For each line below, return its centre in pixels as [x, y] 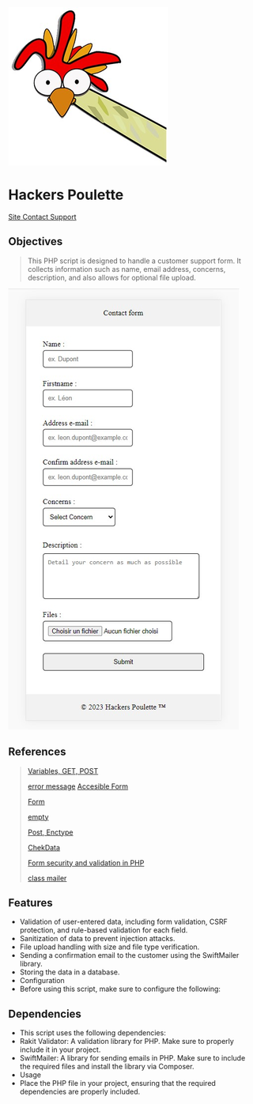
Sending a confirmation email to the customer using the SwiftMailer [129, 955]
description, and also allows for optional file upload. [111, 277]
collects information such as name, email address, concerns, [126, 269]
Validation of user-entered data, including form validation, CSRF [123, 922]
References [37, 752]
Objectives [36, 241]
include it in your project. [60, 1049]
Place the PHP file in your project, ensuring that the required [117, 1083]
